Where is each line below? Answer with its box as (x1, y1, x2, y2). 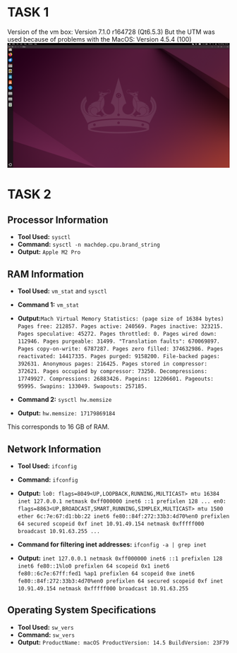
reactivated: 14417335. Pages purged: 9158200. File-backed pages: (17, 353, 220, 360)
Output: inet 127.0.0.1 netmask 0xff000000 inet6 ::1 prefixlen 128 (17, 554, 223, 563)
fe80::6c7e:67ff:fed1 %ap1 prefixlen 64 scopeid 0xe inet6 (17, 570, 195, 578)
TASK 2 (7, 186, 51, 202)
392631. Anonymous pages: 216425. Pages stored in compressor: (17, 360, 208, 367)
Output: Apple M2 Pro (17, 248, 81, 256)
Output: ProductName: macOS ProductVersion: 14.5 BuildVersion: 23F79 (17, 637, 229, 646)
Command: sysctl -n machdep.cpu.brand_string (17, 240, 160, 249)
